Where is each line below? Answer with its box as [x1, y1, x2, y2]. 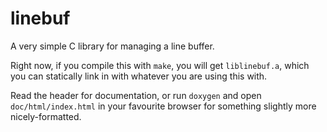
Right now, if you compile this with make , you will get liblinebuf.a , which [10, 59, 310, 71]
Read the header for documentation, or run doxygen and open [10, 89, 262, 101]
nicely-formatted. [10, 110, 82, 122]
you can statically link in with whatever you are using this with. [10, 70, 268, 82]
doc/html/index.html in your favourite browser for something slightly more [10, 100, 317, 112]
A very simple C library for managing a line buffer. [10, 40, 215, 52]
